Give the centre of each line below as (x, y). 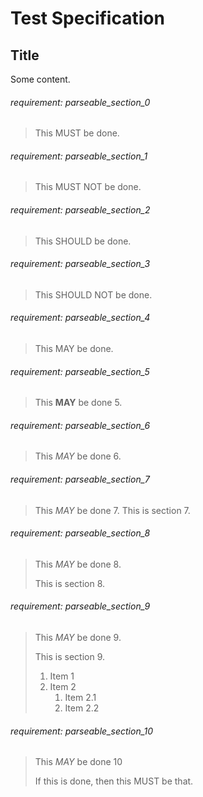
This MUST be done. (77, 133)
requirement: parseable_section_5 (80, 371)
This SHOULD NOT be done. (93, 294)
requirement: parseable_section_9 (80, 606)
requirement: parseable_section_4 (80, 318)
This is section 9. (70, 657)
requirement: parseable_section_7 (80, 479)
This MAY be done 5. (78, 403)
